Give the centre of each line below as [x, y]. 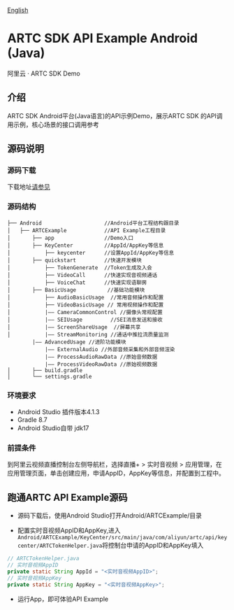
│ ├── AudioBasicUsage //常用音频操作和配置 [86, 297]
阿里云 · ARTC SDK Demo [44, 73]
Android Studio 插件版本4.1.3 [58, 412]
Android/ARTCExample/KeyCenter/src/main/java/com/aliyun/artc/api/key [122, 538]
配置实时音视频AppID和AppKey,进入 [69, 530]
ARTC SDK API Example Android [102, 38]
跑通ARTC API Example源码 [67, 497]
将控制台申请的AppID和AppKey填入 [153, 546]
